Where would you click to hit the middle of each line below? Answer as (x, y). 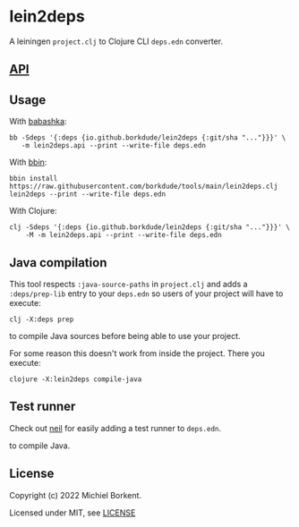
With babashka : (38, 122)
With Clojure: (33, 211)
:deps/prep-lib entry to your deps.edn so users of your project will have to (146, 293)
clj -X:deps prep (42, 319)
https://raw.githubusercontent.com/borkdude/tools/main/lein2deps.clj (144, 187)
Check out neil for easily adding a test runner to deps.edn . (115, 428)
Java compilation (58, 263)
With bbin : (28, 162)
